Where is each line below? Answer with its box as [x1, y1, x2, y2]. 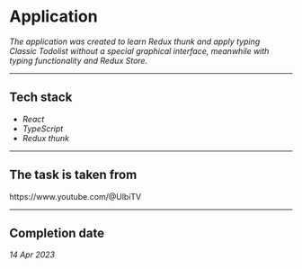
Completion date [9, 225, 105, 240]
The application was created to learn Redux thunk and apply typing [9, 36, 261, 47]
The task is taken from [9, 167, 138, 183]
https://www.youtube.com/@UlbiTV [9, 191, 142, 202]
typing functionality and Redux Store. [9, 55, 148, 66]
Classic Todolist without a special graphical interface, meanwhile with [9, 45, 270, 56]
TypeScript [22, 123, 64, 134]
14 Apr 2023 [9, 249, 56, 260]
